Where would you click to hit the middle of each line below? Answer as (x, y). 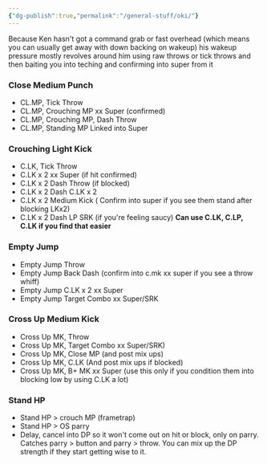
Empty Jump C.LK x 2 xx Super (71, 290)
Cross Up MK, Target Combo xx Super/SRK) (93, 345)
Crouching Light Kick (50, 149)
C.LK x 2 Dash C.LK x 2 (59, 192)
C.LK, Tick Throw (49, 166)
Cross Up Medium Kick (54, 320)
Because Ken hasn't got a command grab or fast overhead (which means (129, 39)
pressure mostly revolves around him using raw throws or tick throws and (129, 55)
